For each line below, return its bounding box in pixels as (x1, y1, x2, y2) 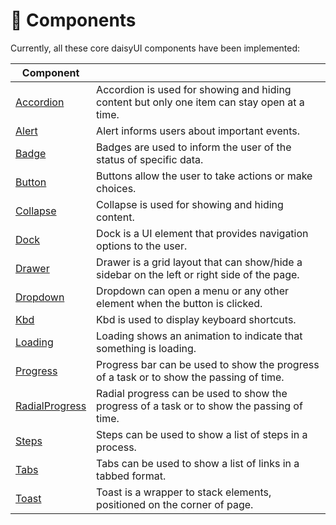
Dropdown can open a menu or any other (96, 284, 290, 298)
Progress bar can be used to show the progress (96, 357, 320, 371)
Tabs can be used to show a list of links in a (96, 456, 300, 470)
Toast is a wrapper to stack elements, (96, 485, 272, 499)
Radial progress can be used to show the (96, 386, 288, 400)
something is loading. (96, 341, 197, 355)
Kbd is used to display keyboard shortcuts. (96, 312, 297, 326)
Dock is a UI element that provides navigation (96, 226, 309, 240)
